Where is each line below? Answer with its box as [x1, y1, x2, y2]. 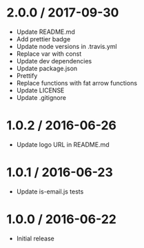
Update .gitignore [16, 93, 67, 101]
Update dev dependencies [16, 56, 92, 65]
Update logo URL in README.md [16, 140, 110, 149]
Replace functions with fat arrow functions [16, 79, 138, 87]
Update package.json [16, 64, 78, 72]
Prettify [16, 71, 38, 80]
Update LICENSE [16, 86, 65, 94]
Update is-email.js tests [16, 187, 84, 196]
